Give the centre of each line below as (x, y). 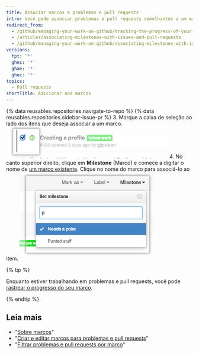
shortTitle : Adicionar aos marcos (49, 94)
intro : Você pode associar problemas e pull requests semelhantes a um (96, 19)
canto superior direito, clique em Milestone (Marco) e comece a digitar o (95, 163)
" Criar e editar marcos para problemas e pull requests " (82, 338)
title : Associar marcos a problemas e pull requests (73, 12)
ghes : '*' (23, 62)
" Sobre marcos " (34, 332)
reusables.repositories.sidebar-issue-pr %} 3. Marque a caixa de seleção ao (99, 117)
